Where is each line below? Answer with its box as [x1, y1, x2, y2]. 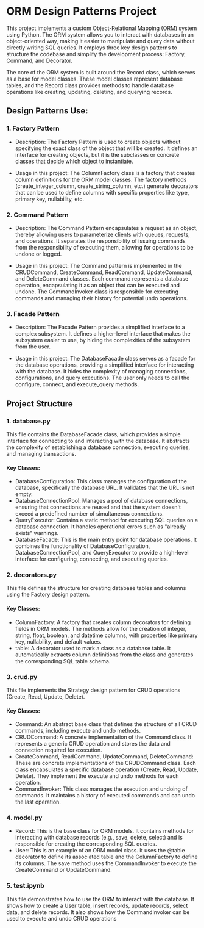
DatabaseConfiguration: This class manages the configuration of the [15, 478, 188, 485]
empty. [15, 491, 33, 498]
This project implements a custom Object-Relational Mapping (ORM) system [6, 24, 197, 32]
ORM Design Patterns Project [6, 4, 157, 18]
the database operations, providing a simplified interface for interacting [15, 361, 194, 369]
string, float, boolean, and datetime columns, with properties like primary [15, 631, 198, 639]
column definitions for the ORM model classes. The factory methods [15, 176, 187, 183]
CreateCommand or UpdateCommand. [15, 866, 113, 874]
